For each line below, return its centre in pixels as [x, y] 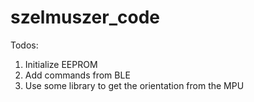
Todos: [24, 45]
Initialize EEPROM [61, 64]
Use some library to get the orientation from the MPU [134, 85]
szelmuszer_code [85, 17]
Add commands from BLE [77, 75]
